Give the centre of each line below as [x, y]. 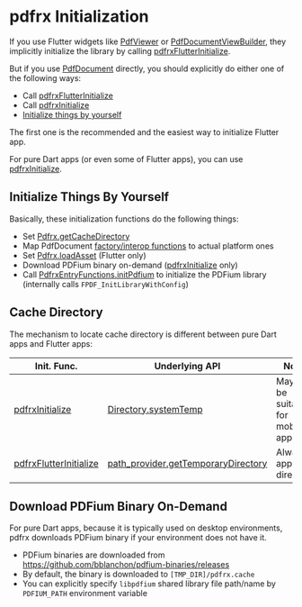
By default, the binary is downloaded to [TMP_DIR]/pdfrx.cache [138, 575]
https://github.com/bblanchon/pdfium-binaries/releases [126, 565]
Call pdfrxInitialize [56, 104]
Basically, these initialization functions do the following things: [124, 219]
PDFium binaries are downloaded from [93, 555]
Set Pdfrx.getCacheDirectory [76, 236]
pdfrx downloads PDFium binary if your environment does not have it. [138, 538]
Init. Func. [56, 366]
